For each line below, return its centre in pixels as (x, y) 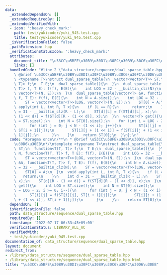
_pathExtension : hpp (31, 47)
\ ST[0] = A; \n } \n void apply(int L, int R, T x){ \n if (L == (90, 172)
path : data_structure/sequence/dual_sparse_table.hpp (66, 214)
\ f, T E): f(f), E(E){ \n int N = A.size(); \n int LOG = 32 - (86, 98)
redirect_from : (21, 251)
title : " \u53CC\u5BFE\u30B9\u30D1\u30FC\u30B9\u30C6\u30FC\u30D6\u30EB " (82, 265)
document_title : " (33, 61)
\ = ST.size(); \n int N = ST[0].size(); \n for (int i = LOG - (86, 121)
